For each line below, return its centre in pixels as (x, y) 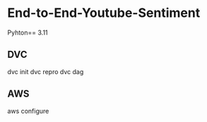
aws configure (28, 111)
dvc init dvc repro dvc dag (46, 71)
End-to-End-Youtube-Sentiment (104, 13)
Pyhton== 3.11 (28, 32)
